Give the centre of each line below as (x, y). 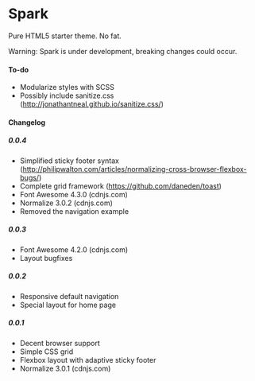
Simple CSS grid (46, 352)
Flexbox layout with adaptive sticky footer (88, 360)
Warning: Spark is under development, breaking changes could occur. (123, 51)
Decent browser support (60, 343)
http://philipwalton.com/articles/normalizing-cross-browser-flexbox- (135, 169)
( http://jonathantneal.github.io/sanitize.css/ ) (92, 104)
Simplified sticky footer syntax (69, 161)
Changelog (27, 122)
